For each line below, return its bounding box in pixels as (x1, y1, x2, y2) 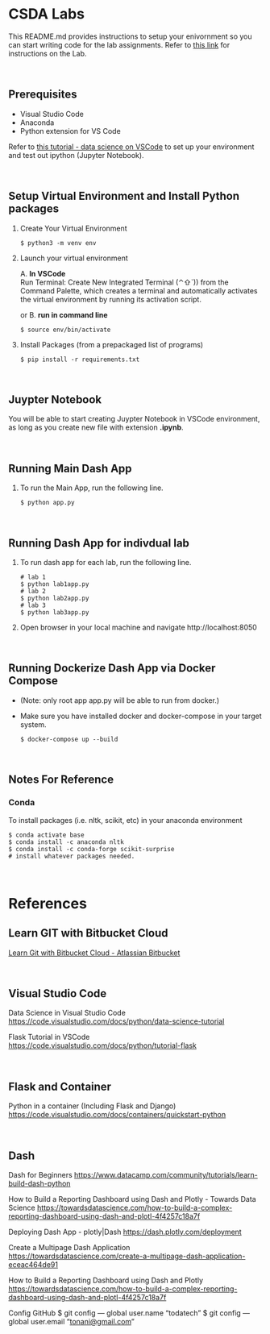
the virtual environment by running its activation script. (19, 294, 201, 304)
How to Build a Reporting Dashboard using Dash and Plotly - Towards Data (8, 1194, 256, 1203)
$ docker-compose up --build (19, 735, 118, 743)
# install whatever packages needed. (8, 852, 135, 860)
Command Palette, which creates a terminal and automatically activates (19, 285, 258, 295)
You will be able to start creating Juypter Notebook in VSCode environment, (8, 414, 260, 424)
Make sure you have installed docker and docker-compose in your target (19, 711, 262, 721)
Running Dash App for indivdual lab (8, 536, 189, 550)
